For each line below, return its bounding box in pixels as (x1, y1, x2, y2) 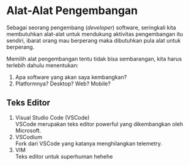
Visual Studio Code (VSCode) (15, 114, 90, 121)
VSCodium (15, 133, 43, 140)
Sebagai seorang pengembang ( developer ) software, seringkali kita (6, 24, 176, 31)
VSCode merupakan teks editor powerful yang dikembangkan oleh (15, 120, 183, 128)
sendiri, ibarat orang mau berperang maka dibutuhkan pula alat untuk (6, 37, 181, 44)
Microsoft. (15, 126, 42, 134)
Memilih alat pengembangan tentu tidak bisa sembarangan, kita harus (6, 55, 182, 62)
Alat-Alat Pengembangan (6, 4, 138, 18)
